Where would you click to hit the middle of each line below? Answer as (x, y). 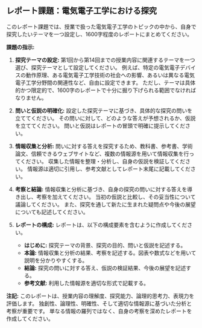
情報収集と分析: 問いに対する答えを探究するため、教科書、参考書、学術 (104, 146)
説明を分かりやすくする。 (56, 260)
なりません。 (31, 97)
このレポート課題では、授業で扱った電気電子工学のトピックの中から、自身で (101, 27)
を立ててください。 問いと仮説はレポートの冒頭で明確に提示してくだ (100, 125)
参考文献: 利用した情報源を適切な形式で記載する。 (87, 283)
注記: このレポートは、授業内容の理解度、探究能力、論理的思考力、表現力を (100, 296)
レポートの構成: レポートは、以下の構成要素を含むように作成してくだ (101, 225)
